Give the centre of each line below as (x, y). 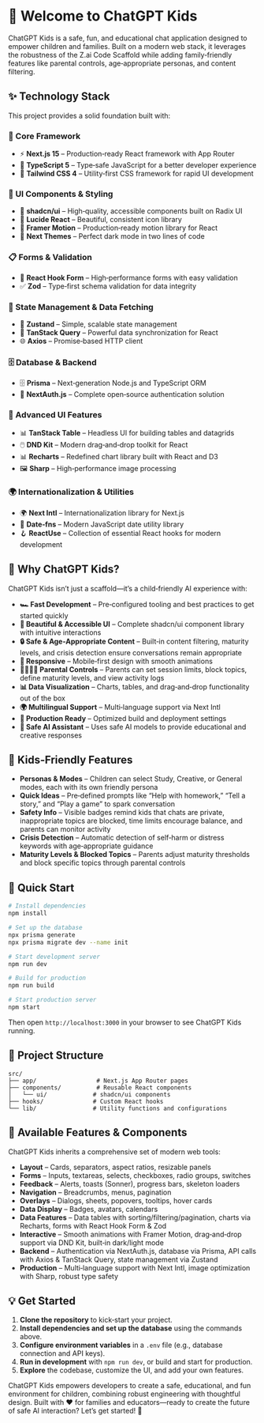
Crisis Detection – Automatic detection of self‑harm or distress (122, 838)
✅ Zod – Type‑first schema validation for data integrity (108, 286)
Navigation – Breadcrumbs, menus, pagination (95, 1192)
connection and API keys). (62, 1353)
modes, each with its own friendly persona (89, 787)
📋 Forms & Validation (50, 258)
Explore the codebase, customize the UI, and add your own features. (132, 1370)
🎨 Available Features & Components (98, 1132)
